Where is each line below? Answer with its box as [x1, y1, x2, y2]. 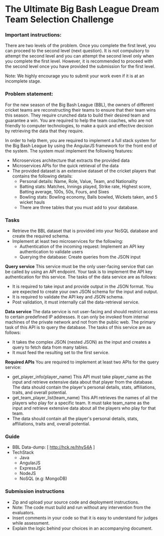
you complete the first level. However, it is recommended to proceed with [5, 58, 153, 64]
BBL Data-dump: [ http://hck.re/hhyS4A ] [12, 444, 95, 450]
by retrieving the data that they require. [5, 128, 84, 134]
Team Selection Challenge [5, 14, 114, 25]
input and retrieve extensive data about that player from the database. [12, 379, 153, 385]
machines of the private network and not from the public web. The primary [5, 319, 156, 325]
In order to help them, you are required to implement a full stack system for [5, 137, 157, 143]
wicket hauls [19, 199, 45, 205]
